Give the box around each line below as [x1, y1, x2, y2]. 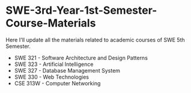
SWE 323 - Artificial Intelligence [14, 61, 94, 68]
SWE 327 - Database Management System [14, 67, 121, 74]
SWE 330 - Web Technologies [14, 73, 89, 80]
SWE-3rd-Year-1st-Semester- [5, 4, 157, 17]
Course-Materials [5, 16, 96, 30]
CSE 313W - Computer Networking [14, 79, 101, 87]
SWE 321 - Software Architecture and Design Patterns [14, 54, 148, 61]
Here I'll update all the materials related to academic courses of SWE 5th [5, 36, 186, 43]
